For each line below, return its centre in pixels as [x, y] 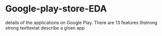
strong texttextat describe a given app [45, 27]
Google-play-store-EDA [56, 9]
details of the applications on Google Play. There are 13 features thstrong [82, 22]
